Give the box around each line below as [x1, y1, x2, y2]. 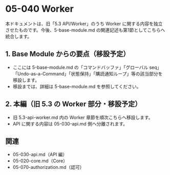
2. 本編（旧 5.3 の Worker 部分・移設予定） [5, 100, 142, 109]
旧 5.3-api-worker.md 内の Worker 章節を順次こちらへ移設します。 [12, 114, 153, 120]
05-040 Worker [5, 3, 74, 15]
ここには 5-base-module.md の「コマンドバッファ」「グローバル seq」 [12, 64, 162, 70]
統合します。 [5, 33, 32, 39]
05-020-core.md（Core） [12, 158, 68, 164]
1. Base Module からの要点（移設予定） [5, 49, 130, 59]
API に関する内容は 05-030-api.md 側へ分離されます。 [12, 120, 128, 127]
